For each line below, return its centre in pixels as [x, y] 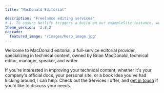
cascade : [14, 32]
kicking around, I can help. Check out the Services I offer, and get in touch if [82, 80]
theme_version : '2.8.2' [29, 27]
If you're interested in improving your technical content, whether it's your [79, 70]
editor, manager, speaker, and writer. [42, 61]
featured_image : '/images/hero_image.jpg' [53, 37]
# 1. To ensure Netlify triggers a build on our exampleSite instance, [79, 23]
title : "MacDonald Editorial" [36, 9]
